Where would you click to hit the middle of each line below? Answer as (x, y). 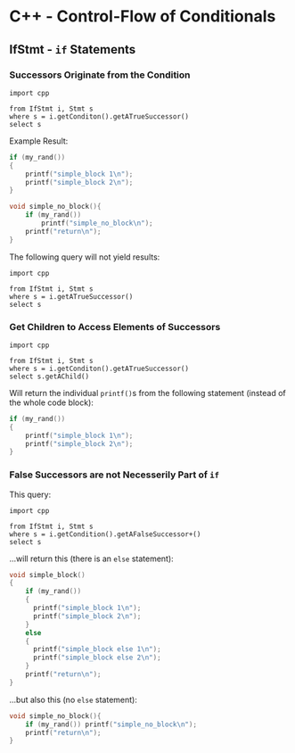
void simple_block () (48, 575)
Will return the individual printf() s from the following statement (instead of (148, 393)
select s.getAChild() (49, 376)
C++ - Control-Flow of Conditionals (143, 17)
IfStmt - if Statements (73, 50)
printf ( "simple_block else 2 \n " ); (97, 658)
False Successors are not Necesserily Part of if (115, 475)
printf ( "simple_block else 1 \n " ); (97, 650)
